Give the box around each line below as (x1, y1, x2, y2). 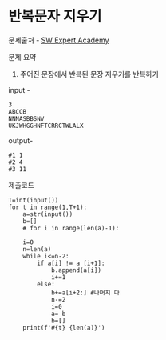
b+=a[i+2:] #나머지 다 (50, 289, 120, 297)
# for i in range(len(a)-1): (22, 224, 120, 232)
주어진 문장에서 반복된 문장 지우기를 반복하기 (19, 69, 160, 78)
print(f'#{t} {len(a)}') (22, 323, 105, 332)
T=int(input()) (8, 196, 59, 204)
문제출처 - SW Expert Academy (8, 35, 109, 45)
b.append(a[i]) (50, 266, 102, 274)
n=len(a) (22, 245, 52, 253)
